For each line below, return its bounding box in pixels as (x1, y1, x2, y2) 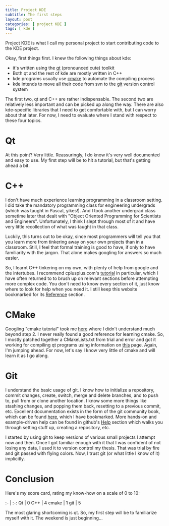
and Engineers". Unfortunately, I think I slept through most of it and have (5, 218, 155, 224)
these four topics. (5, 118, 42, 124)
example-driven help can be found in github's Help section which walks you (5, 419, 163, 425)
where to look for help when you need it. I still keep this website (5, 286, 138, 292)
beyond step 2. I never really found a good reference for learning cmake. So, (5, 331, 164, 337)
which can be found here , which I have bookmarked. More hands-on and (5, 414, 157, 420)
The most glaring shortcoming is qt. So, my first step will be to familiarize (5, 509, 157, 515)
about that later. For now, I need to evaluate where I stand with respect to (5, 112, 157, 119)
